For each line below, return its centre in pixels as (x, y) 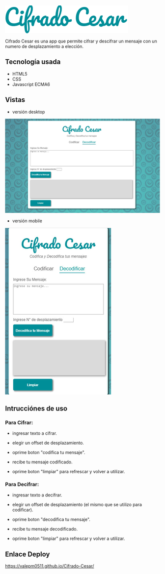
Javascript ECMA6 (31, 84)
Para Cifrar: (19, 422)
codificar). (23, 510)
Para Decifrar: (22, 484)
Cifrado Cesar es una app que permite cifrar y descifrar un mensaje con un (81, 41)
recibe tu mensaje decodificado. (45, 529)
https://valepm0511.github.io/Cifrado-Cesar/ (50, 566)
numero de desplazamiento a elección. (44, 46)
